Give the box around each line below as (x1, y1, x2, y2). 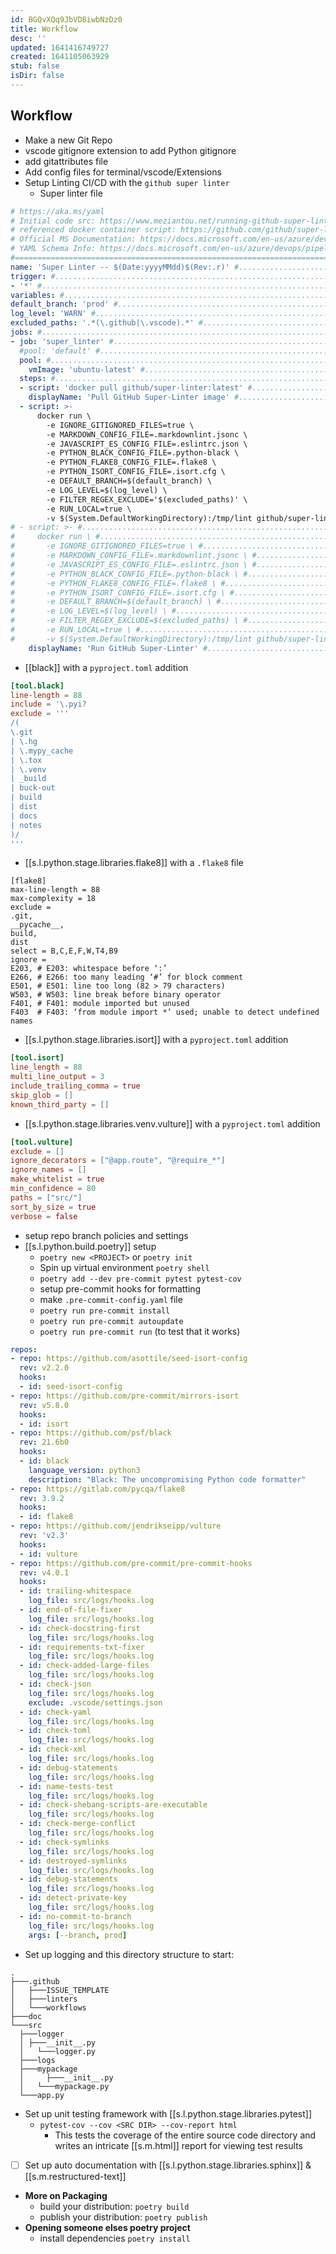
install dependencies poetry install (39, 2232, 191, 2244)
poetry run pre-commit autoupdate (39, 1316, 184, 1326)
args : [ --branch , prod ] (28, 1930, 128, 1940)
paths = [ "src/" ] (10, 1192, 83, 1203)
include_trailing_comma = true (10, 1081, 141, 1091)
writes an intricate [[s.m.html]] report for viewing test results (54, 2139, 303, 2151)
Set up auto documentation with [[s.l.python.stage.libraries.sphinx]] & (24, 2159, 312, 2171)
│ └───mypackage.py (19, 2081, 110, 2091)
